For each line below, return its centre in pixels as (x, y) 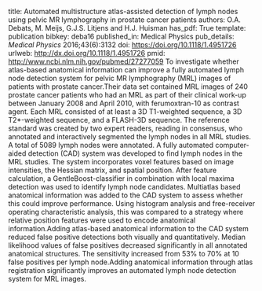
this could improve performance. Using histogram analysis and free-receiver (132, 203)
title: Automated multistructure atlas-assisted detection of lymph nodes (123, 11)
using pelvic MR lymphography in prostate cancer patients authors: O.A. (125, 20)
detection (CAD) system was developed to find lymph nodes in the (135, 153)
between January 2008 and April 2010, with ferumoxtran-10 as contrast (124, 103)
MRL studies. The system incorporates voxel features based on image (121, 162)
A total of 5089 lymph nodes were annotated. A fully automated (111, 145)
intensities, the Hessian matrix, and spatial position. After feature (113, 170)
